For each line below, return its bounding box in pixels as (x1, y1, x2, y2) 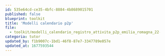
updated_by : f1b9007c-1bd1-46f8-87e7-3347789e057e (5, 39, 111, 44)
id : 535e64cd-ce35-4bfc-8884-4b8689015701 (5, 7, 93, 12)
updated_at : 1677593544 (5, 43, 54, 48)
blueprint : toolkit (5, 16, 45, 21)
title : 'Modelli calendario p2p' (5, 20, 74, 26)
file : (5, 25, 16, 30)
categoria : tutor (5, 35, 41, 39)
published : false (5, 12, 41, 17)
